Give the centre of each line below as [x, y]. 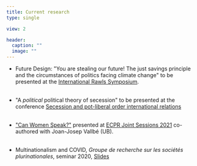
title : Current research [38, 12]
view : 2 [16, 29]
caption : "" [27, 46]
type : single [23, 18]
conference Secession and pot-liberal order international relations [98, 107]
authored [27, 131]
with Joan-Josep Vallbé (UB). [76, 131]
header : [16, 40]
